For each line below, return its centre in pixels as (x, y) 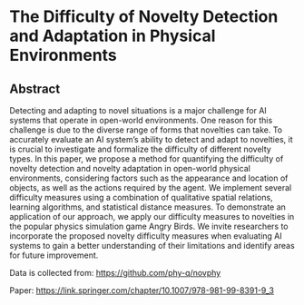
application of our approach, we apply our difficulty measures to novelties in (152, 216)
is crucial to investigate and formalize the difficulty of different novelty (141, 149)
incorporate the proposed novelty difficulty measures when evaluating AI (146, 236)
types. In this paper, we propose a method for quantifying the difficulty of (147, 159)
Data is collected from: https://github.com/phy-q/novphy (115, 273)
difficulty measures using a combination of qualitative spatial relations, (142, 197)
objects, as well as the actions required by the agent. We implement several (151, 187)
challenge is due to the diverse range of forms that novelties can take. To (146, 130)
